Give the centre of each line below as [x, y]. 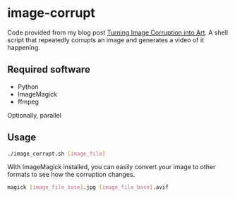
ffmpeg [28, 101]
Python [28, 87]
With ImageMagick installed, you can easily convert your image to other [112, 167]
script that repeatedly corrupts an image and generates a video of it [106, 39]
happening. [24, 47]
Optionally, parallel [34, 115]
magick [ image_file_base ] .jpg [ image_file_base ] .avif [88, 187]
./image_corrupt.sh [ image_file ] [56, 154]
